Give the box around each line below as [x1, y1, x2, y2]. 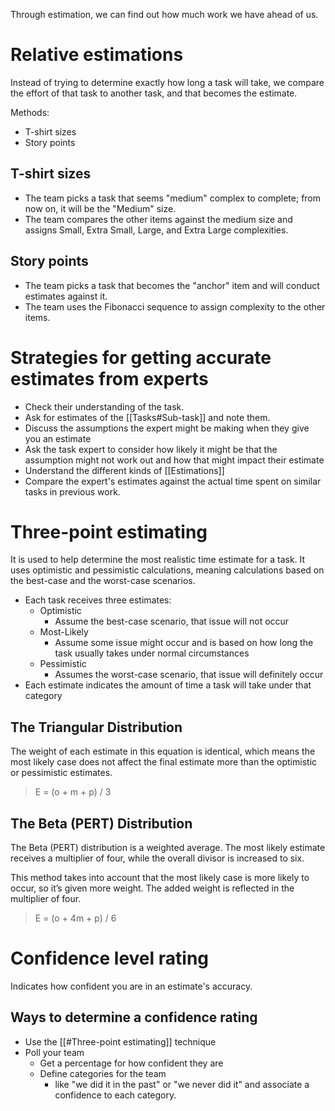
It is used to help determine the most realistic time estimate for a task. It [10, 554, 306, 566]
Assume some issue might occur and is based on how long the [54, 637, 314, 649]
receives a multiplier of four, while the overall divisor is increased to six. [10, 852, 305, 864]
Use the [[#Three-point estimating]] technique [24, 1035, 217, 1048]
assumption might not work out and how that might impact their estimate [24, 454, 325, 466]
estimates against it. [24, 290, 108, 302]
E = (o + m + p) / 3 [34, 786, 112, 798]
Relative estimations [10, 44, 184, 66]
